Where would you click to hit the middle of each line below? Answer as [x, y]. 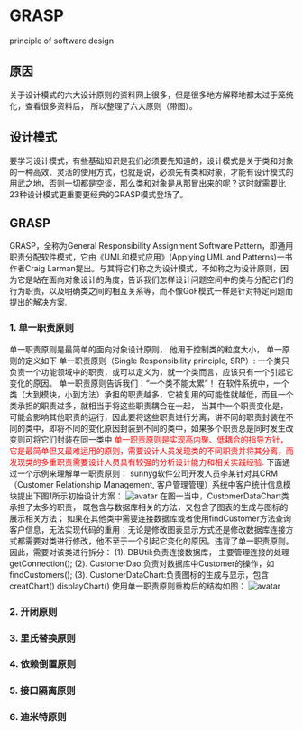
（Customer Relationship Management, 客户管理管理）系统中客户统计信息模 [150, 484]
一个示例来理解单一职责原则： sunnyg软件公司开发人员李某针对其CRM [147, 473]
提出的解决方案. [38, 302]
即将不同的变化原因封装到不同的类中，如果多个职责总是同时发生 [167, 428]
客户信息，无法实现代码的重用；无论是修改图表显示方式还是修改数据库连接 [147, 529]
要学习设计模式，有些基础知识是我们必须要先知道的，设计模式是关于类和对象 [151, 160]
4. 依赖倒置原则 [43, 664]
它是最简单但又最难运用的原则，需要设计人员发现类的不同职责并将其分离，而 [151, 451]
